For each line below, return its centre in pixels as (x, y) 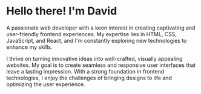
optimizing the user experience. (46, 84)
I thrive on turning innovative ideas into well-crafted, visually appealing (94, 58)
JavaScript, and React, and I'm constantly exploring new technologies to (97, 40)
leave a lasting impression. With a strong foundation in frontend (85, 71)
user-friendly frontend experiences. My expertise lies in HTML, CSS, (92, 34)
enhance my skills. (29, 47)
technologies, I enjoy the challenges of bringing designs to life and (89, 78)
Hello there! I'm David (62, 11)
